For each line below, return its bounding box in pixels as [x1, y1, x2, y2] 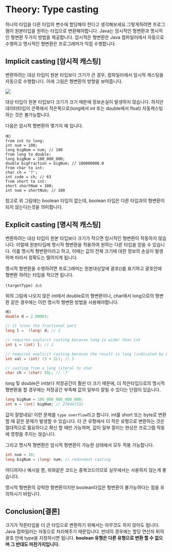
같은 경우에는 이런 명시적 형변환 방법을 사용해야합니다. [10, 299, 119, 305]
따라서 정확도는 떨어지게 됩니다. [14, 254, 78, 260]
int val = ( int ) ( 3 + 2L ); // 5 [5, 356, 74, 361]
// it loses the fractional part [5, 323, 77, 329]
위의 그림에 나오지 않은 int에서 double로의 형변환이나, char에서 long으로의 [5, 292, 155, 299]
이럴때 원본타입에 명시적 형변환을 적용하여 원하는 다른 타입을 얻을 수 [16, 241, 152, 247]
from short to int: [5, 179, 47, 184]
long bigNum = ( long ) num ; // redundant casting [5, 457, 111, 462]
